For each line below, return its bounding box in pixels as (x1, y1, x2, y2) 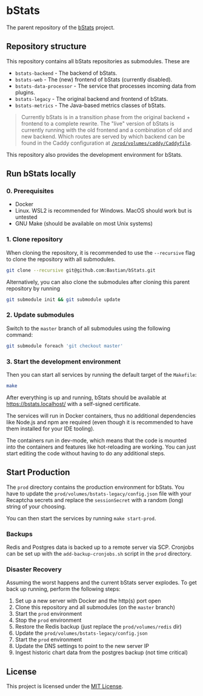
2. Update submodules (6, 311, 75, 319)
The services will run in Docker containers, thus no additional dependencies (6, 412, 196, 419)
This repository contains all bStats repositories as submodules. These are (6, 57, 190, 64)
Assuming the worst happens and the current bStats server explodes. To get (6, 579, 197, 587)
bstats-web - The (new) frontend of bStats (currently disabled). (15, 75, 173, 83)
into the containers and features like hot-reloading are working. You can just (6, 443, 196, 450)
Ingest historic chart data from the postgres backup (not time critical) (15, 649, 188, 656)
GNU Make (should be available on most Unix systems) (15, 220, 153, 227)
